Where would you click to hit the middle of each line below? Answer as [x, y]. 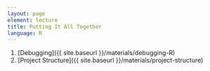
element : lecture [33, 20]
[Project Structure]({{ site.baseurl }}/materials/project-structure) [110, 61]
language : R [25, 33]
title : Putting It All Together [54, 26]
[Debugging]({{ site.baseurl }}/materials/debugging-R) [96, 53]
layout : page [26, 14]
